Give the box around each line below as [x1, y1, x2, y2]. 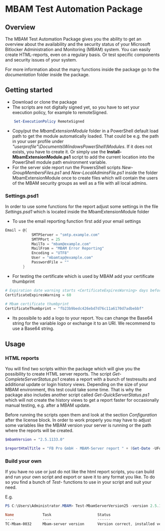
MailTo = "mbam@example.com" [31, 241, 91, 246]
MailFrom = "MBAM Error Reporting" [31, 246, 105, 251]
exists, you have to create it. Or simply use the [12, 148, 106, 154]
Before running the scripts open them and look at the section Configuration [5, 412, 157, 417]
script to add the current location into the [72, 154, 155, 160]
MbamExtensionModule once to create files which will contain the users [12, 175, 158, 180]
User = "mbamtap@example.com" [31, 255, 93, 260]
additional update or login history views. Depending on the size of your [5, 381, 148, 387]
